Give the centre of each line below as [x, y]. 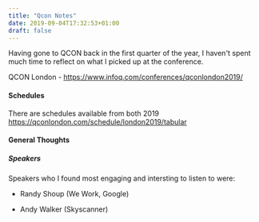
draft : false [30, 30]
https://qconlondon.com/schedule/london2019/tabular [98, 121]
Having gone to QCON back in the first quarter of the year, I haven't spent [129, 54]
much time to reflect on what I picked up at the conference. [106, 61]
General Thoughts [39, 140]
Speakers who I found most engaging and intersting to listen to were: [122, 178]
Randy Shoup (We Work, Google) [74, 194]
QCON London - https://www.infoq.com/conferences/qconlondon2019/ [126, 77]
